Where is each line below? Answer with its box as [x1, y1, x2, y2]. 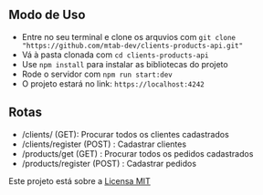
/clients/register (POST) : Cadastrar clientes [21, 139, 187, 149]
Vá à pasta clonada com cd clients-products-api [21, 49, 209, 60]
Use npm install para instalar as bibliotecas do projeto [21, 58, 229, 69]
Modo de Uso [8, 7, 86, 23]
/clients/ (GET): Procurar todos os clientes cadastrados [21, 128, 229, 139]
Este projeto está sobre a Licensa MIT [8, 175, 152, 186]
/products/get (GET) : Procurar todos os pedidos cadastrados [21, 148, 254, 159]
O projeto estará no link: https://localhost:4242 [21, 77, 205, 89]
